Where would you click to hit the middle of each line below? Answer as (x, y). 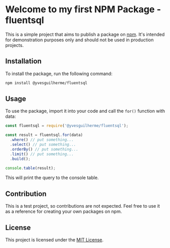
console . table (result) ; (31, 168)
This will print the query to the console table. (52, 178)
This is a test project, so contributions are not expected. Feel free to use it (83, 206)
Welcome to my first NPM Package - (83, 9)
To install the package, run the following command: (59, 73)
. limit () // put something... (42, 154)
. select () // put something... (43, 145)
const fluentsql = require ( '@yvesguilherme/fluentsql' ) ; (67, 126)
